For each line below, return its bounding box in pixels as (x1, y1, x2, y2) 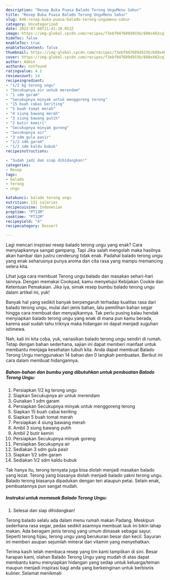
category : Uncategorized (6, 21, 58, 27)
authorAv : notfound (6, 64, 47, 69)
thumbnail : (6, 50, 29, 55)
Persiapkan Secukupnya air (13, 441, 70, 447)
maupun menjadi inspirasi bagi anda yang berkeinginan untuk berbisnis (6, 565, 154, 571)
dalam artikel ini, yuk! (6, 289, 50, 295)
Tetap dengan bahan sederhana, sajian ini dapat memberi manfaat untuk (6, 341, 157, 347)
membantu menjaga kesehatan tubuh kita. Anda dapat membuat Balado (6, 346, 155, 353)
